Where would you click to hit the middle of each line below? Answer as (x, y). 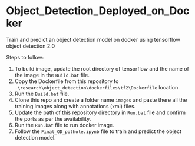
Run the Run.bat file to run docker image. (64, 125)
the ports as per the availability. (53, 118)
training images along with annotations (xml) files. (75, 106)
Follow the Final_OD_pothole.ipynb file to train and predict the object (98, 131)
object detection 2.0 (30, 46)
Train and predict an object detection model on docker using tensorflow (93, 39)
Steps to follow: (25, 57)
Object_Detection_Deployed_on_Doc (98, 11)
